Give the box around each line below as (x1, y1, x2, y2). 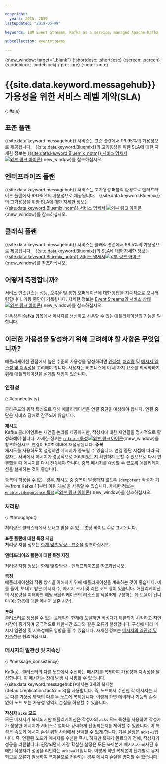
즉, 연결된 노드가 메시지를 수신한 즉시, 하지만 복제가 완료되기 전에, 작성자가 (15, 735, 160, 741)
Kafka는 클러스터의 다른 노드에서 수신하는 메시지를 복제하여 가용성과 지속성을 (5, 669, 155, 675)
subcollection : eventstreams (5, 39, 65, 44)
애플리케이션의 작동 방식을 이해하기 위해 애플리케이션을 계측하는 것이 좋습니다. (5, 579, 156, 585)
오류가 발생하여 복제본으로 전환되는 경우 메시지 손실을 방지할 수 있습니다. (18, 754, 159, 760)
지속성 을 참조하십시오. (5, 633, 48, 639)
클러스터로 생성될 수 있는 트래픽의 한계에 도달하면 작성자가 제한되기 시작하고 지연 (5, 615, 162, 621)
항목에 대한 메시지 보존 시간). (17, 598, 73, 604)
